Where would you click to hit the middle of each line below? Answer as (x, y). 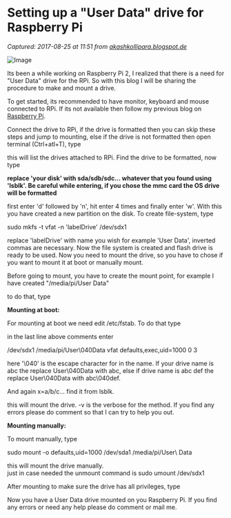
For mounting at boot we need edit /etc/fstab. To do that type (94, 323)
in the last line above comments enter (60, 336)
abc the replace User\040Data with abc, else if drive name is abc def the (110, 370)
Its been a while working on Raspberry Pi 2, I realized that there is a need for (116, 73)
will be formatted (32, 193)
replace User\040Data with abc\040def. (64, 378)
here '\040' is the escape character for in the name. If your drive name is (110, 363)
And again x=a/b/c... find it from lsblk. (61, 391)
